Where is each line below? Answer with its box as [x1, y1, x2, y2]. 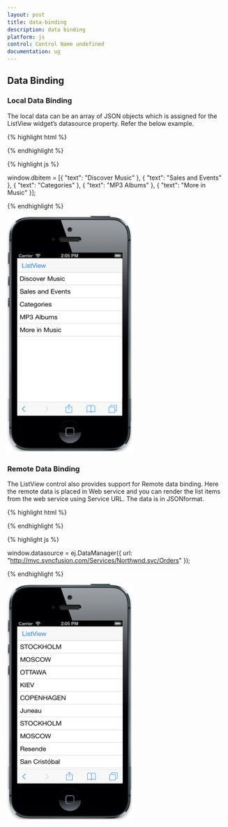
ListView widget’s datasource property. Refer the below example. [7, 119, 195, 127]
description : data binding [7, 26, 86, 33]
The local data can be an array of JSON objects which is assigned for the [7, 112, 218, 120]
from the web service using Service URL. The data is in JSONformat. [7, 494, 204, 503]
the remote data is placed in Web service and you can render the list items [7, 487, 221, 496]
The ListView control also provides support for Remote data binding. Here [7, 480, 219, 488]
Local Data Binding [7, 96, 73, 106]
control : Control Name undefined [7, 41, 105, 48]
